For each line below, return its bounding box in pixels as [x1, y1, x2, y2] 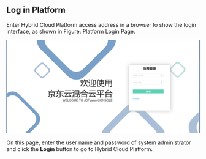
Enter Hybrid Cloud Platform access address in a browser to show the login [6, 21, 196, 28]
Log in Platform [6, 5, 66, 15]
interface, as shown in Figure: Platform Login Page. [6, 28, 136, 35]
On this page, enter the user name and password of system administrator [6, 139, 191, 146]
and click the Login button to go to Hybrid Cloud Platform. [6, 145, 153, 152]
